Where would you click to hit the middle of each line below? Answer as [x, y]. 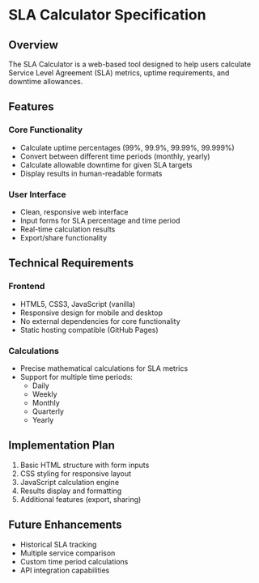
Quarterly [48, 411]
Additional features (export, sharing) [81, 499]
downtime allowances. [46, 81]
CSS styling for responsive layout [76, 473]
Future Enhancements [66, 525]
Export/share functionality [64, 237]
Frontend [27, 287]
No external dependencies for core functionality [100, 321]
